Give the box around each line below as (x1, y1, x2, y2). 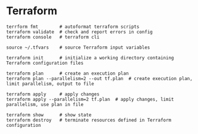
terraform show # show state (6, 111, 92, 118)
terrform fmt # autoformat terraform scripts (6, 24, 140, 30)
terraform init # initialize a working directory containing (6, 55, 174, 60)
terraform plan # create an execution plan (6, 70, 129, 76)
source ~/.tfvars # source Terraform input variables (6, 44, 150, 50)
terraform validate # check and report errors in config (6, 28, 153, 35)
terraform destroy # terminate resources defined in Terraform (6, 117, 171, 123)
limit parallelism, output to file (6, 81, 95, 87)
